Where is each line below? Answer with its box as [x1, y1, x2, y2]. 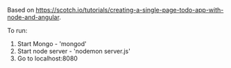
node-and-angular [7, 13, 60, 21]
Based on [7, 6, 35, 14]
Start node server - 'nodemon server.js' [17, 47, 130, 55]
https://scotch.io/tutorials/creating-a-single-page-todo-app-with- [35, 6, 224, 14]
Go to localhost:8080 [17, 54, 78, 63]
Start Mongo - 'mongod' [17, 40, 87, 47]
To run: [7, 27, 28, 34]
